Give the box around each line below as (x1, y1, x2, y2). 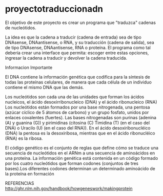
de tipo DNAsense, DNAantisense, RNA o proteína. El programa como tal (5, 44, 151, 50)
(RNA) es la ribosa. (5, 135, 43, 141)
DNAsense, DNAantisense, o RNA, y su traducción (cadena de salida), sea (5, 39, 155, 45)
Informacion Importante (5, 65, 53, 70)
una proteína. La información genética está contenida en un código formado (5, 155, 158, 161)
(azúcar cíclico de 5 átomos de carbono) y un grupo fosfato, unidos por (5, 109, 149, 115)
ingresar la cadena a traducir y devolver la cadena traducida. (5, 55, 127, 61)
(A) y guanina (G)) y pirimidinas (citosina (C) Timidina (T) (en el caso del (5, 120, 150, 126)
